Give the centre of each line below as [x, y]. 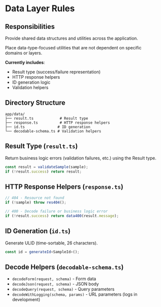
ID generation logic [31, 82]
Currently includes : [25, 62]
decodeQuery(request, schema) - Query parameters [63, 289]
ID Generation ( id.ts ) [38, 231]
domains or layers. [24, 53]
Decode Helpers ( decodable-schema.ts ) [64, 267]
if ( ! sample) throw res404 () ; [36, 203]
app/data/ [15, 114]
